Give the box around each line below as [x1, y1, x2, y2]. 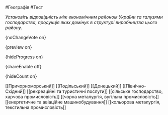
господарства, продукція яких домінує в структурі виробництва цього [5, 20, 157, 25]
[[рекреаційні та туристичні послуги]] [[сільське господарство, [27, 88, 163, 94]
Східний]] [5, 88, 26, 94]
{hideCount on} [5, 73, 37, 79]
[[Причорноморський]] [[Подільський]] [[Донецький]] [5, 83, 122, 89]
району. [5, 25, 23, 31]
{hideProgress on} [5, 54, 43, 60]
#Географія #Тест [5, 5, 43, 10]
